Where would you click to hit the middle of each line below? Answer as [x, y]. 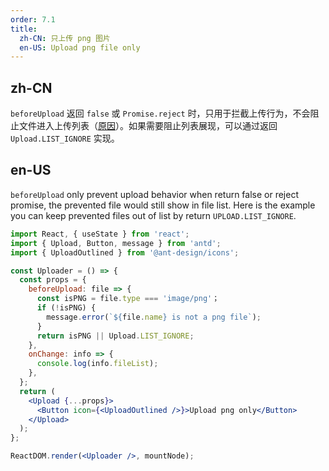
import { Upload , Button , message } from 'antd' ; [116, 243]
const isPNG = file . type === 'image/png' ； [128, 299]
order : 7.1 [33, 19]
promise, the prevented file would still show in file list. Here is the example [163, 205]
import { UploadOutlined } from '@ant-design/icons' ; [125, 252]
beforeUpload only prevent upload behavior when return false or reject [154, 194]
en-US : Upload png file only [80, 47]
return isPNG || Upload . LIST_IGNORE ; [115, 336]
